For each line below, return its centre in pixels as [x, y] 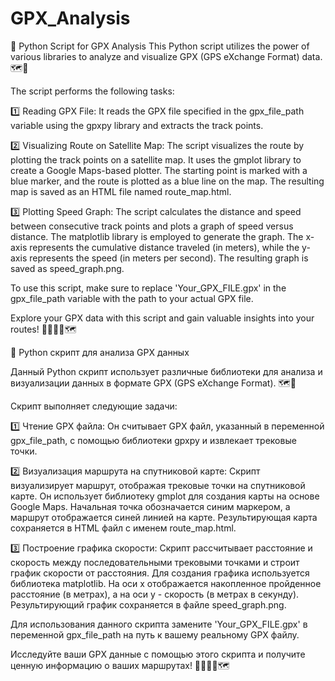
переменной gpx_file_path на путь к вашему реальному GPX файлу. [155, 634]
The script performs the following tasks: [92, 91]
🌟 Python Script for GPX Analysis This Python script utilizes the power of [160, 46]
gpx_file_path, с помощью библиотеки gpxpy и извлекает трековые [153, 440]
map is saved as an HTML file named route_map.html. [121, 191]
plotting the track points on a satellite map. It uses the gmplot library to [156, 159]
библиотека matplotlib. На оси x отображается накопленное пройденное [166, 583]
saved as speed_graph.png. [67, 268]
